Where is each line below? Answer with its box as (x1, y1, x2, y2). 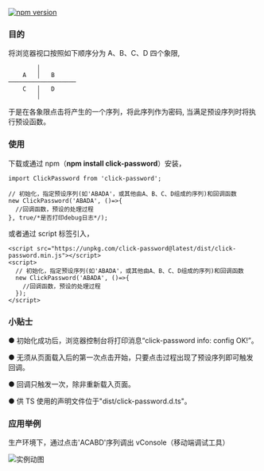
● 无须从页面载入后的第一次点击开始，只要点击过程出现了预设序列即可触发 (8, 352, 254, 362)
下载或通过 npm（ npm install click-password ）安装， (8, 158, 186, 168)
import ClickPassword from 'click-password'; (8, 174, 161, 182)
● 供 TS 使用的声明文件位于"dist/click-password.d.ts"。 (8, 396, 192, 406)
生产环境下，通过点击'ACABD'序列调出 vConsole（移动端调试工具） (8, 438, 230, 447)
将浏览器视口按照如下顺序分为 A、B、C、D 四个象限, (8, 49, 181, 58)
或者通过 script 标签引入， (8, 228, 94, 238)
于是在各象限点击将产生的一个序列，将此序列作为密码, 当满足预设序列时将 (8, 107, 249, 117)
